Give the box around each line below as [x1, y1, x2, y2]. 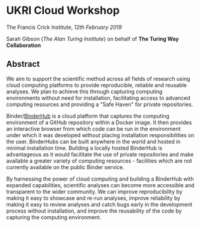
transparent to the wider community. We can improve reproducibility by [6, 188, 183, 195]
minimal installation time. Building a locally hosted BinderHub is [6, 144, 163, 151]
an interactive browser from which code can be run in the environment [6, 125, 181, 132]
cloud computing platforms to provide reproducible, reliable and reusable [6, 81, 187, 89]
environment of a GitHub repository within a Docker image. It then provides [6, 119, 192, 126]
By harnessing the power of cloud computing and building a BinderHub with [6, 175, 194, 182]
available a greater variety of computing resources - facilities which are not [6, 157, 192, 164]
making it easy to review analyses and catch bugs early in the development [6, 201, 193, 208]
